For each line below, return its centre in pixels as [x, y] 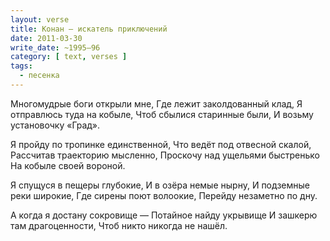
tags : [21, 66]
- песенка [39, 76]
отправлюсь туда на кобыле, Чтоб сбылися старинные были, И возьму [162, 114]
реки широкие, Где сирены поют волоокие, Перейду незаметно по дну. [164, 195]
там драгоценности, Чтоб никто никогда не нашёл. [119, 225]
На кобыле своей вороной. [68, 165]
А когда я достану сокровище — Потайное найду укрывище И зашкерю [164, 215]
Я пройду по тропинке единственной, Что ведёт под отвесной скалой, [161, 144]
